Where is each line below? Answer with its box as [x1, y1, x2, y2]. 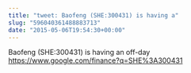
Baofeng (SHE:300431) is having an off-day [8, 48, 151, 57]
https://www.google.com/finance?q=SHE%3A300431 [8, 56, 183, 65]
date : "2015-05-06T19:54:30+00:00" [8, 26, 126, 34]
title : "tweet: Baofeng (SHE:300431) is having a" [8, 11, 179, 20]
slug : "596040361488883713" [8, 19, 101, 27]
